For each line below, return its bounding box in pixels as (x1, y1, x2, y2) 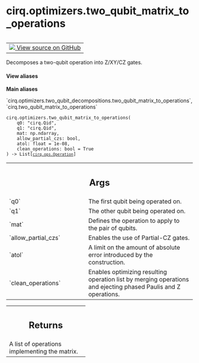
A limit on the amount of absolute (88, 243, 181, 251)
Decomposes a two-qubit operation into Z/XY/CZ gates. (6, 58, 143, 66)
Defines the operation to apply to (88, 216, 180, 225)
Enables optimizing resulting (88, 267, 167, 276)
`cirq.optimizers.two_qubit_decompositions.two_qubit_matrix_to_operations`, (6, 97, 192, 105)
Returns (28, 320, 63, 331)
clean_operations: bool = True (17, 146, 94, 152)
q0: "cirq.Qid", (17, 120, 57, 126)
